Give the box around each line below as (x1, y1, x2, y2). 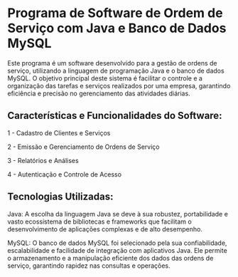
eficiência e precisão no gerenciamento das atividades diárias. (7, 89, 190, 98)
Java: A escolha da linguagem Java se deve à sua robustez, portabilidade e (7, 209, 229, 218)
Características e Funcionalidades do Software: (7, 110, 222, 122)
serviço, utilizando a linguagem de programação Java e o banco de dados (7, 66, 225, 75)
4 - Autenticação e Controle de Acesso (7, 169, 122, 179)
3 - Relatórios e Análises (7, 156, 80, 164)
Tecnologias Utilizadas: (7, 191, 114, 203)
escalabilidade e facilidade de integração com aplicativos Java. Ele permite (7, 246, 227, 254)
